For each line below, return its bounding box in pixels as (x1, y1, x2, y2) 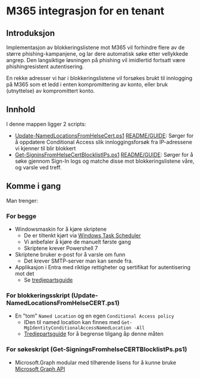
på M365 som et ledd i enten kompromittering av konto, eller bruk (6, 81, 168, 88)
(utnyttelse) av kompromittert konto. (6, 87, 95, 94)
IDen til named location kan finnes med (23, 319, 120, 326)
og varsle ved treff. (14, 163, 62, 171)
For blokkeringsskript (6, 291, 70, 300)
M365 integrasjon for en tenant (6, 4, 165, 18)
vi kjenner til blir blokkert (14, 145, 76, 152)
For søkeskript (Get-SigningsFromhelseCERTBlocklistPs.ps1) (6, 345, 187, 353)
